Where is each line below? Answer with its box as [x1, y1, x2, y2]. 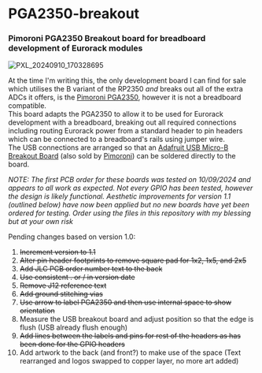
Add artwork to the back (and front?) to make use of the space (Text [19, 348, 242, 357]
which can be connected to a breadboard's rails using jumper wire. [8, 135, 226, 144]
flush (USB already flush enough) [19, 323, 128, 332]
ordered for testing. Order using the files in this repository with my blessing [8, 208, 252, 218]
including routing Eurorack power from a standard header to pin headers [8, 126, 243, 136]
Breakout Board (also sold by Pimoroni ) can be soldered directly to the [8, 151, 236, 161]
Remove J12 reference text [19, 281, 107, 290]
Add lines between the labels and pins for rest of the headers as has [19, 331, 242, 341]
